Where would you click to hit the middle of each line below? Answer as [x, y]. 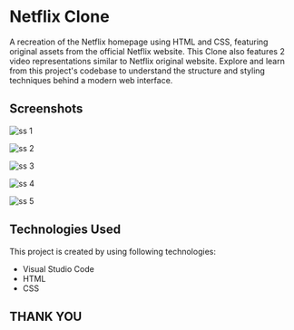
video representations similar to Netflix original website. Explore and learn [147, 61]
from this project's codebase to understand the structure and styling [137, 71]
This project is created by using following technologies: [113, 251]
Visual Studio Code [59, 268]
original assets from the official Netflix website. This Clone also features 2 [147, 51]
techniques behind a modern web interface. [91, 80]
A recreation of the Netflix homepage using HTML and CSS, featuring [139, 42]
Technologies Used [65, 230]
